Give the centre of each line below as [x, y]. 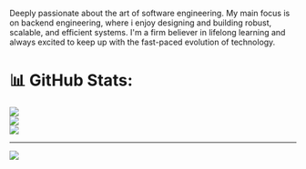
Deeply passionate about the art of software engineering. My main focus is [150, 13]
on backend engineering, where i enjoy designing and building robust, [141, 23]
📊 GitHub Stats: [71, 80]
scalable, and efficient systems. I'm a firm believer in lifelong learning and [148, 32]
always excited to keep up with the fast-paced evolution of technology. [143, 42]
